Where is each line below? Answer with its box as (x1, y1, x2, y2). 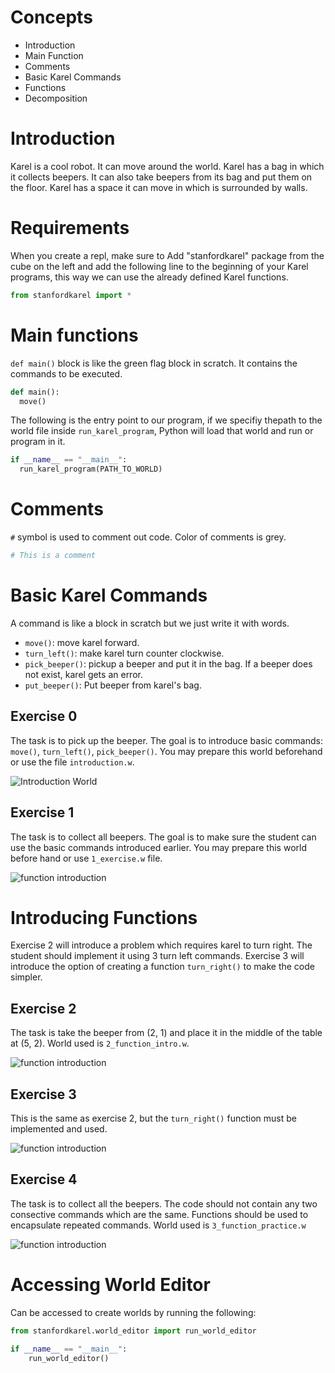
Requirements (10, 217, 130, 240)
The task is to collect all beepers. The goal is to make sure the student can (10, 831, 317, 843)
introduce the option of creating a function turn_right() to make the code (10, 961, 316, 973)
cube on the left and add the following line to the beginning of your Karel (10, 260, 309, 272)
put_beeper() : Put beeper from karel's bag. (24, 679, 202, 691)
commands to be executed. (10, 367, 123, 380)
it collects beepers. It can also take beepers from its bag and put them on (10, 171, 313, 183)
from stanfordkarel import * (10, 290, 132, 300)
